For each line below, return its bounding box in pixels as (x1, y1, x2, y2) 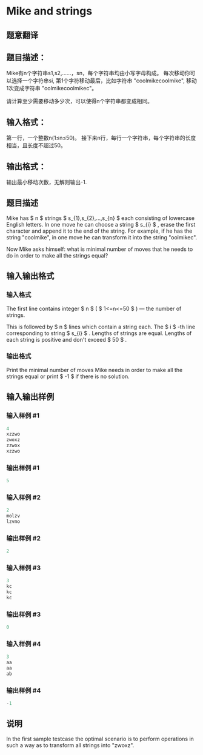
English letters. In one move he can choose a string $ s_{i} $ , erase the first (6, 221, 196, 228)
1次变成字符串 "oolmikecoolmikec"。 (6, 85, 98, 92)
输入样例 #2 (6, 493, 41, 501)
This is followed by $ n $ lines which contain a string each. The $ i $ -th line (6, 323, 196, 330)
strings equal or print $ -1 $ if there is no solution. (6, 373, 130, 380)
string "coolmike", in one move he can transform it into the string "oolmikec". (6, 233, 198, 241)
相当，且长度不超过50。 (6, 142, 67, 149)
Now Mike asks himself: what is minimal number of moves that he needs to (6, 245, 193, 253)
